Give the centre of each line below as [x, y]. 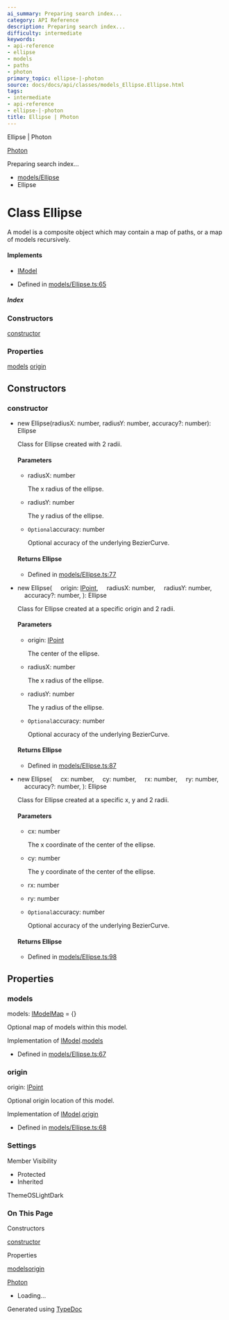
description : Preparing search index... [67, 26]
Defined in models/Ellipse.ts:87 [72, 765]
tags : [15, 91]
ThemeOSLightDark [35, 1195]
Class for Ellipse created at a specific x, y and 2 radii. [93, 799]
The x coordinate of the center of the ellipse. [91, 845]
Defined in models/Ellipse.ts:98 [72, 957]
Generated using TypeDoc [45, 1309]
